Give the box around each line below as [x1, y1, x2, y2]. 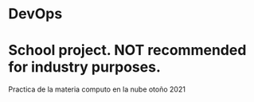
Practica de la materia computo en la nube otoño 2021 [8, 84, 186, 94]
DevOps [8, 5, 63, 23]
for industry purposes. [8, 58, 162, 76]
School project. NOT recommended [8, 41, 247, 60]
